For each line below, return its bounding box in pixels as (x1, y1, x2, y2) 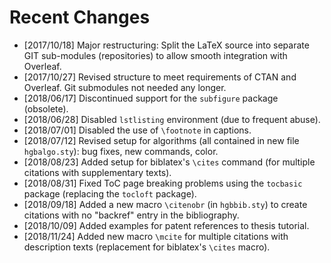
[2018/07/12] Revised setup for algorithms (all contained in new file (23, 134, 300, 146)
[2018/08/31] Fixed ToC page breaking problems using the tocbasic (23, 177, 303, 189)
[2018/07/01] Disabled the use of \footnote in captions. (23, 124, 252, 136)
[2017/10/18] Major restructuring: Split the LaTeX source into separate (23, 39, 310, 51)
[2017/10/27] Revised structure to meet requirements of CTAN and (23, 71, 297, 83)
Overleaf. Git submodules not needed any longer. (23, 81, 227, 93)
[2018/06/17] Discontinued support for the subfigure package (23, 92, 279, 104)
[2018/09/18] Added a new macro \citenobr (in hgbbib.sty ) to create (23, 198, 308, 210)
